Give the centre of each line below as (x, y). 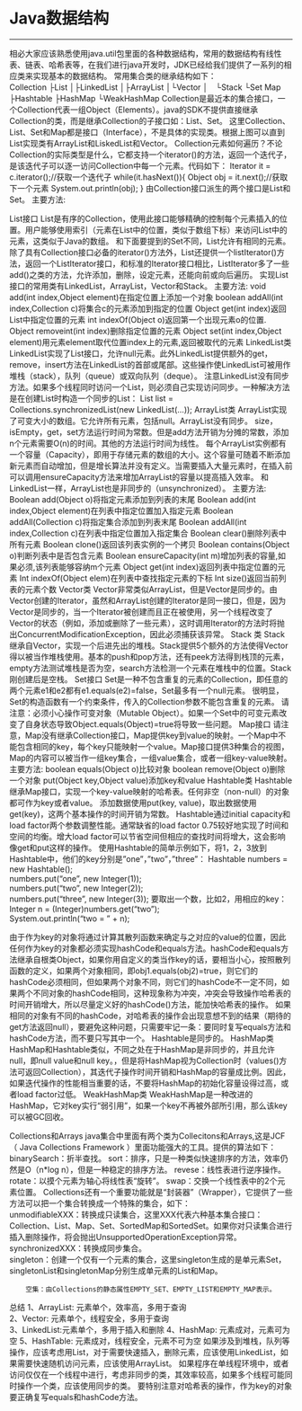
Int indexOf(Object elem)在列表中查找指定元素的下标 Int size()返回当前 (149, 578)
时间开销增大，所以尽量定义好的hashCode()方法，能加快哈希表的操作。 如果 (151, 1004)
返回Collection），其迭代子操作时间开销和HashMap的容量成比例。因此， (158, 1071)
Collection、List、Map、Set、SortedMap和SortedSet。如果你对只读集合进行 (151, 1225)
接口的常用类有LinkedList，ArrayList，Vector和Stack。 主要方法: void (138, 286)
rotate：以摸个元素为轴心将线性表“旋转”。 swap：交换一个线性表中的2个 (143, 1180)
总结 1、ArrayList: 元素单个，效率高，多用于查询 (98, 1307)
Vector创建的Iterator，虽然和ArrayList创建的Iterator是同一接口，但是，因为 (148, 600)
